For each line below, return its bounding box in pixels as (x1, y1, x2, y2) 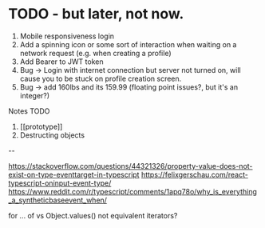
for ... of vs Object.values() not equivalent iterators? (8, 210, 178, 220)
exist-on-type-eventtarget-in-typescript (8, 170, 140, 179)
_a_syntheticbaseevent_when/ (8, 195, 108, 205)
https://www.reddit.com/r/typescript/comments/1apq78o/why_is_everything (8, 186, 258, 196)
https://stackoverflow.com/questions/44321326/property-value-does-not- (8, 161, 253, 170)
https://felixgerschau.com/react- (140, 170, 249, 179)
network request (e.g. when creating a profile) (19, 48, 172, 58)
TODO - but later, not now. (8, 5, 184, 23)
